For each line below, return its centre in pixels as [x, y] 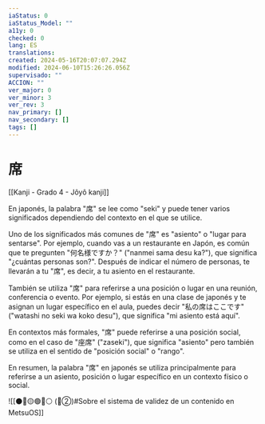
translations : [32, 53]
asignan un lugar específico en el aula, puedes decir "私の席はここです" [127, 306]
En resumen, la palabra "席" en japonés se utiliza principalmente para [123, 367]
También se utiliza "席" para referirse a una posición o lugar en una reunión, [133, 288]
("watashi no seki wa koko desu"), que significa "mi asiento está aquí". [125, 315]
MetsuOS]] [26, 412]
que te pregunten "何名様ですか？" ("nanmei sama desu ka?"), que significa [133, 252]
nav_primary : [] [35, 113]
